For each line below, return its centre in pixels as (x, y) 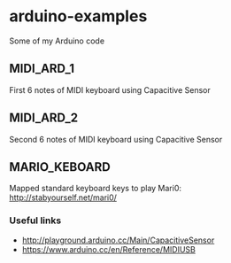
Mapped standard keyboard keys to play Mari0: (96, 189)
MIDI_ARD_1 (42, 69)
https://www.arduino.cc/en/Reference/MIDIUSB (109, 249)
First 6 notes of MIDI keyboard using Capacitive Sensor (110, 89)
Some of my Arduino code (57, 41)
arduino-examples (78, 16)
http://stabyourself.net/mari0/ (63, 197)
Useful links (35, 220)
